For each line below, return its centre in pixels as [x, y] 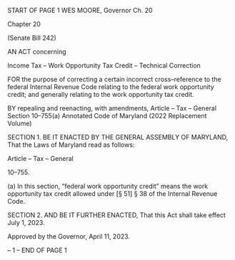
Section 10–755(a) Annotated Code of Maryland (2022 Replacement [107, 116]
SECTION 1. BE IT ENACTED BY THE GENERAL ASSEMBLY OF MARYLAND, [118, 137]
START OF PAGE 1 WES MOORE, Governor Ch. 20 [80, 10]
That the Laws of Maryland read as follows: [71, 145]
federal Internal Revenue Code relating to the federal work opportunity [111, 87]
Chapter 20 [24, 24]
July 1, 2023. [26, 223]
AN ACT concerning [37, 52]
